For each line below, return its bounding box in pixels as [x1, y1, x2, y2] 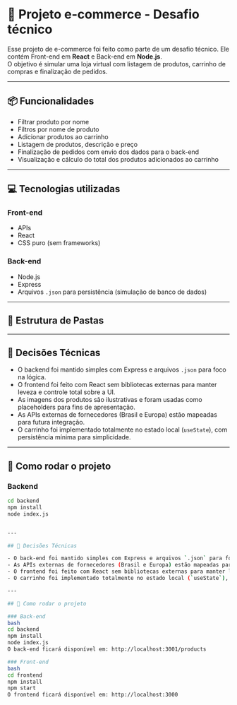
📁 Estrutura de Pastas [7, 314, 104, 327]
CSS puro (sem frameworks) [17, 239, 101, 247]
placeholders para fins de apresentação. [17, 403, 136, 412]
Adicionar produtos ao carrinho [17, 132, 109, 141]
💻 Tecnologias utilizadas [7, 183, 121, 195]
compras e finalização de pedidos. [7, 67, 108, 76]
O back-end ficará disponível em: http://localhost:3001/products [7, 646, 207, 653]
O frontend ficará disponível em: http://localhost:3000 [7, 692, 178, 699]
